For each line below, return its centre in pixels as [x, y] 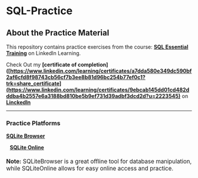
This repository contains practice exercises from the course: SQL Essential [97, 47]
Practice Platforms [33, 123]
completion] [93, 64]
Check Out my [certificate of [42, 64]
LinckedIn [19, 102]
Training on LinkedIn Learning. [44, 53]
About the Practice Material [58, 33]
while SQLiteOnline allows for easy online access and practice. [90, 169]
